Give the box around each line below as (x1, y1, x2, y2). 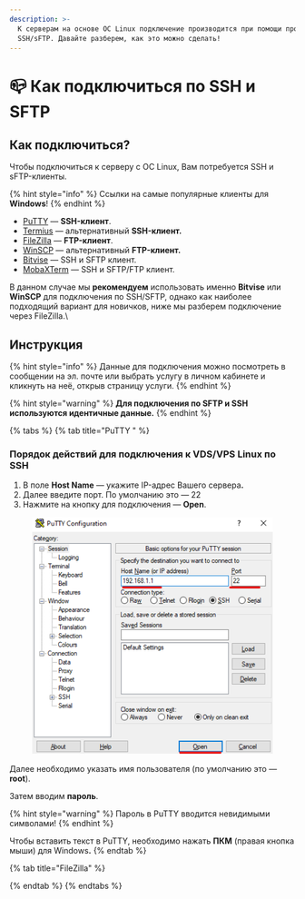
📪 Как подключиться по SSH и (9, 75, 256, 96)
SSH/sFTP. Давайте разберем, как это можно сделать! (17, 34, 221, 43)
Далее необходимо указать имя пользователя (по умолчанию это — (9, 763, 278, 774)
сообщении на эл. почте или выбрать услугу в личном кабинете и (9, 370, 266, 381)
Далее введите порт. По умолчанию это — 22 (22, 489, 202, 500)
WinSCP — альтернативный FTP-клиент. (22, 245, 182, 256)
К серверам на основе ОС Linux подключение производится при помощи (17, 24, 282, 34)
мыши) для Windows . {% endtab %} (9, 845, 147, 855)
